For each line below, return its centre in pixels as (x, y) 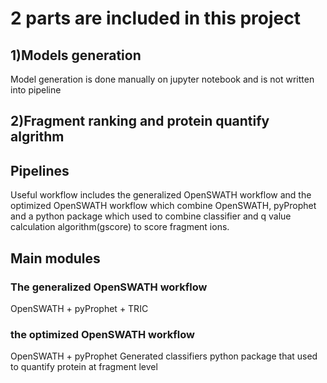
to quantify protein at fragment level (84, 367)
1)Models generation (76, 55)
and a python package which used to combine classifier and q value (151, 216)
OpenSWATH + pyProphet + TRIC (79, 308)
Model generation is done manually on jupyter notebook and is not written (162, 79)
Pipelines (40, 170)
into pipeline (36, 90)
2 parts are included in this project (156, 18)
